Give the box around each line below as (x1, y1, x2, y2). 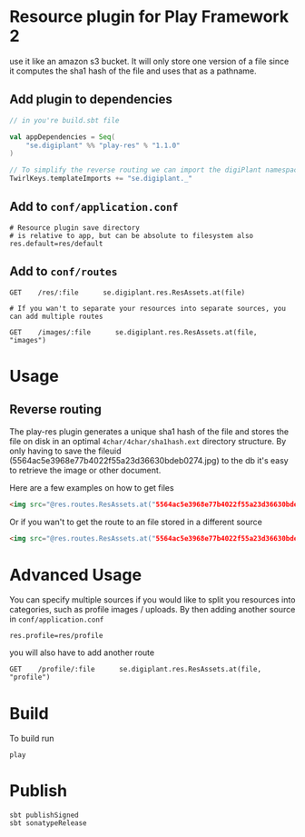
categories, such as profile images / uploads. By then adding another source (9, 604, 296, 615)
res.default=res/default (9, 239, 103, 248)
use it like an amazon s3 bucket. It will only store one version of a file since (9, 55, 290, 66)
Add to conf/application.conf (9, 199, 179, 214)
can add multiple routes (9, 312, 103, 321)
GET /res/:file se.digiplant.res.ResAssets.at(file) (9, 288, 246, 297)
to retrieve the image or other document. (9, 464, 162, 475)
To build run (9, 733, 54, 744)
